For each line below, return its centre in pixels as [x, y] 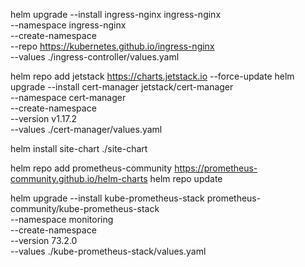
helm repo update [186, 178]
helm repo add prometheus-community [91, 168]
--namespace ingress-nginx [68, 25]
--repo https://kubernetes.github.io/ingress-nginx [112, 46]
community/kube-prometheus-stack [85, 208]
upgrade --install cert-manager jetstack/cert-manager [122, 87]
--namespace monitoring [62, 219]
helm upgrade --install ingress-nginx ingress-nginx [116, 14]
